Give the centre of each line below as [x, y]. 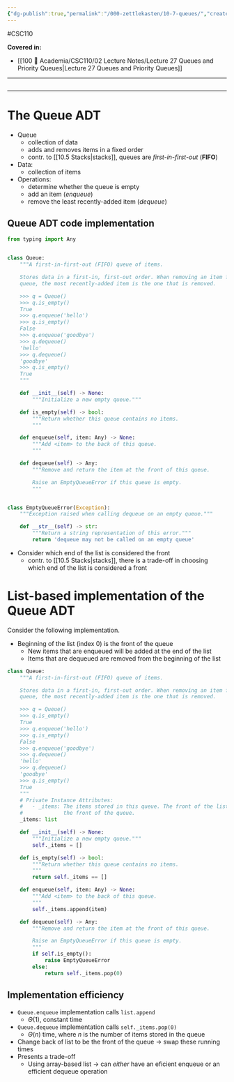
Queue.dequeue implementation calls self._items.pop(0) [97, 1027]
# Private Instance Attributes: [67, 800]
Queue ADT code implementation [81, 223]
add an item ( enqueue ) [60, 194]
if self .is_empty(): [62, 954]
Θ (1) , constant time [55, 1019]
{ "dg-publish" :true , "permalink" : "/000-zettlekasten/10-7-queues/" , [107, 14]
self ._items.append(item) [70, 909]
